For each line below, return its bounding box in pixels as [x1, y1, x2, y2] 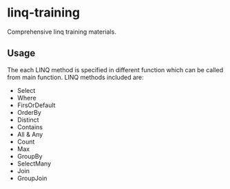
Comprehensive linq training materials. [7, 27, 117, 36]
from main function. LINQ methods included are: [7, 73, 144, 81]
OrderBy [17, 108, 41, 116]
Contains [17, 122, 43, 131]
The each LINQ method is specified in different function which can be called [7, 65, 224, 74]
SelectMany [17, 159, 52, 168]
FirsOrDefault [17, 101, 56, 109]
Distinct [17, 115, 39, 124]
